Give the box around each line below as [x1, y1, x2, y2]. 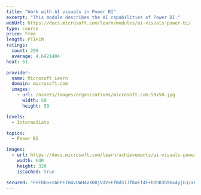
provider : [6, 69, 31, 75]
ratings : [6, 42, 28, 48]
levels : [6, 114, 26, 120]
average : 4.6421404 [11, 53, 60, 59]
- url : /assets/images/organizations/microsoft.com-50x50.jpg [17, 92, 175, 98]
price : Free [6, 31, 36, 37]
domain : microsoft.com [11, 81, 68, 87]
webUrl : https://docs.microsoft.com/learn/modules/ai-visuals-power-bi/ [6, 20, 191, 26]
